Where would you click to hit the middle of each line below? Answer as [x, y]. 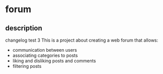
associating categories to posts [45, 55]
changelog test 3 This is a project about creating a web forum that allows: [82, 40]
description [24, 28]
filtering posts [27, 66]
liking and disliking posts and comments [54, 61]
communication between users [45, 50]
